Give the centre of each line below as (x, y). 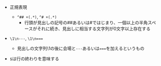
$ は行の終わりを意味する (34, 59)
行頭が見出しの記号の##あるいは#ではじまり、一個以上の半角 (86, 23)
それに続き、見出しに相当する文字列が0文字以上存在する (94, 29)
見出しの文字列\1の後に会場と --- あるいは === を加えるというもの (81, 48)
